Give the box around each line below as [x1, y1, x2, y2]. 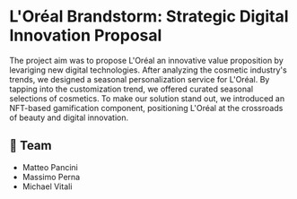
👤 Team [9, 138, 52, 153]
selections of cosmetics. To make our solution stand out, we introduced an [9, 92, 285, 104]
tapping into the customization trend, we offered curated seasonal [9, 83, 254, 94]
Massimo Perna [22, 171, 81, 182]
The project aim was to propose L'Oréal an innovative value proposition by [9, 55, 284, 65]
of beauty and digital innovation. [9, 112, 128, 123]
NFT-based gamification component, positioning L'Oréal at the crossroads [9, 102, 284, 113]
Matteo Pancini [22, 161, 78, 172]
